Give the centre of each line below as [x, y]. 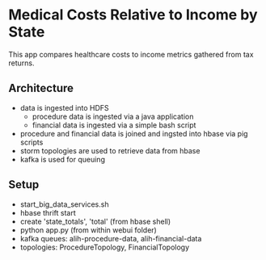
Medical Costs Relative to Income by [133, 15]
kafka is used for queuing [62, 159]
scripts [32, 142]
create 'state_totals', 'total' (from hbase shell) [95, 221]
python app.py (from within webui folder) [89, 230]
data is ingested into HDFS [64, 107]
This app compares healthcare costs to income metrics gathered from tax [131, 54]
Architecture [41, 88]
